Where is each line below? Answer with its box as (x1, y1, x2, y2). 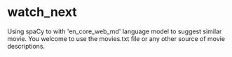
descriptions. (7, 42, 46, 50)
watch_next (7, 4, 77, 20)
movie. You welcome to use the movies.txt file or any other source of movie (7, 34, 226, 42)
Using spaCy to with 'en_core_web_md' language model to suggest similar (7, 27, 222, 35)
